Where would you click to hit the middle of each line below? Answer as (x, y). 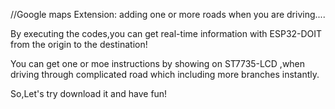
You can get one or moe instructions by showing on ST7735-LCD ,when (158, 63)
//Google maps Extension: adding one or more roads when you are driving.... (168, 14)
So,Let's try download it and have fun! (89, 93)
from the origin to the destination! (79, 44)
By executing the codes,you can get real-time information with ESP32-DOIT (166, 33)
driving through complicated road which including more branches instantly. (165, 74)
